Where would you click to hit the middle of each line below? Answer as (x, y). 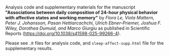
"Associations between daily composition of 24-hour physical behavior (81, 12)
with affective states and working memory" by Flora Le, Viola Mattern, (80, 18)
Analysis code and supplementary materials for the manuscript (70, 7)
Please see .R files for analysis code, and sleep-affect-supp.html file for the (84, 43)
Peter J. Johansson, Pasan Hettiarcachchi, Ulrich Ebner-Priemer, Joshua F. (83, 23)
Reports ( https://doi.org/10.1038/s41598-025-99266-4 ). (63, 33)
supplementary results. (29, 48)
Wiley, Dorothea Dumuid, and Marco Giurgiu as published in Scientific (77, 28)
